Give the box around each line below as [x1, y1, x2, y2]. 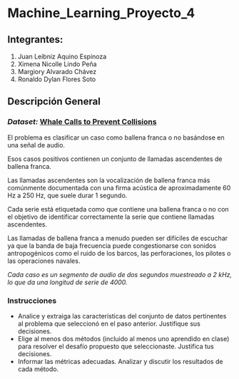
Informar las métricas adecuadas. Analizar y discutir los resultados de [17, 357, 223, 365]
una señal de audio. [7, 140, 66, 149]
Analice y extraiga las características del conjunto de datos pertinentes [17, 311, 227, 320]
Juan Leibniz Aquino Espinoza [17, 52, 107, 61]
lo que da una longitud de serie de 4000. [7, 278, 128, 286]
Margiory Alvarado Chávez [17, 68, 97, 76]
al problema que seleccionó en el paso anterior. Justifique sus [17, 319, 201, 328]
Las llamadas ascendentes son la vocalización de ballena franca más [7, 176, 210, 185]
